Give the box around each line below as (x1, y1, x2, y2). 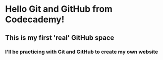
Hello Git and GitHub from (5, 3, 113, 15)
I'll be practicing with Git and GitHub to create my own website (5, 48, 159, 55)
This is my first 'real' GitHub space (5, 33, 114, 42)
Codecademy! (5, 14, 64, 25)
